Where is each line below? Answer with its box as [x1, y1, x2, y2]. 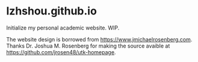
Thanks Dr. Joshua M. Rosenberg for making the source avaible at [6, 42, 170, 49]
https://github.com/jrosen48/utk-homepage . [6, 48, 116, 55]
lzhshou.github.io [6, 4, 97, 18]
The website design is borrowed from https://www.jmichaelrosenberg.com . [6, 36, 193, 43]
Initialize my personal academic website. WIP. [6, 24, 120, 31]
